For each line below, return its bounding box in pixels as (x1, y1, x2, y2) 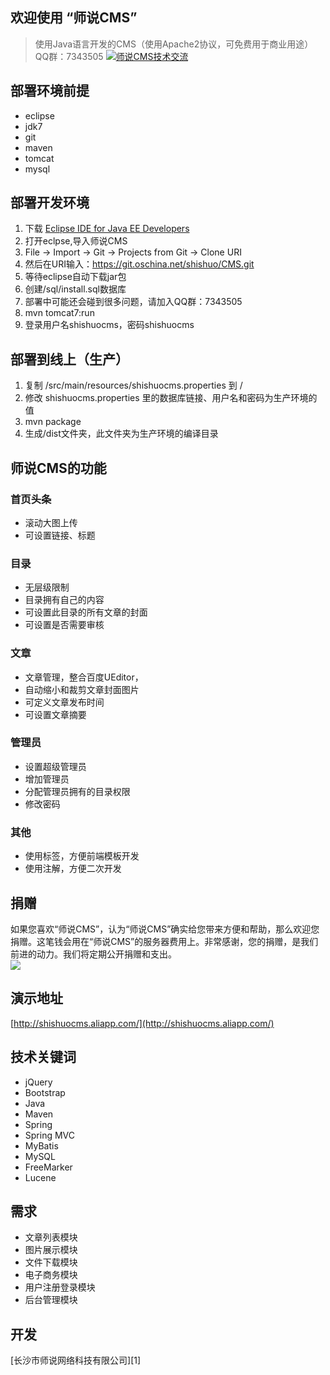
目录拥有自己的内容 (24, 594, 105, 606)
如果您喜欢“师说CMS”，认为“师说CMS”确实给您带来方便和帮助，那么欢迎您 (10, 923, 320, 935)
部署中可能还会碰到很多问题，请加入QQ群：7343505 (24, 296, 243, 308)
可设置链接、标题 (24, 529, 96, 541)
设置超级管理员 (24, 760, 87, 772)
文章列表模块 (24, 1231, 78, 1243)
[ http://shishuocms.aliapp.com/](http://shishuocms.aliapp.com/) (10, 1017, 275, 1029)
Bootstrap (24, 1086, 66, 1098)
